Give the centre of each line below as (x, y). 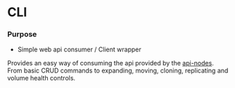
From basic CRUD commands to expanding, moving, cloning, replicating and (118, 70)
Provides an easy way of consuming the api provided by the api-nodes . (111, 63)
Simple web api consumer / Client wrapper (80, 49)
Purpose (22, 34)
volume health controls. (42, 78)
